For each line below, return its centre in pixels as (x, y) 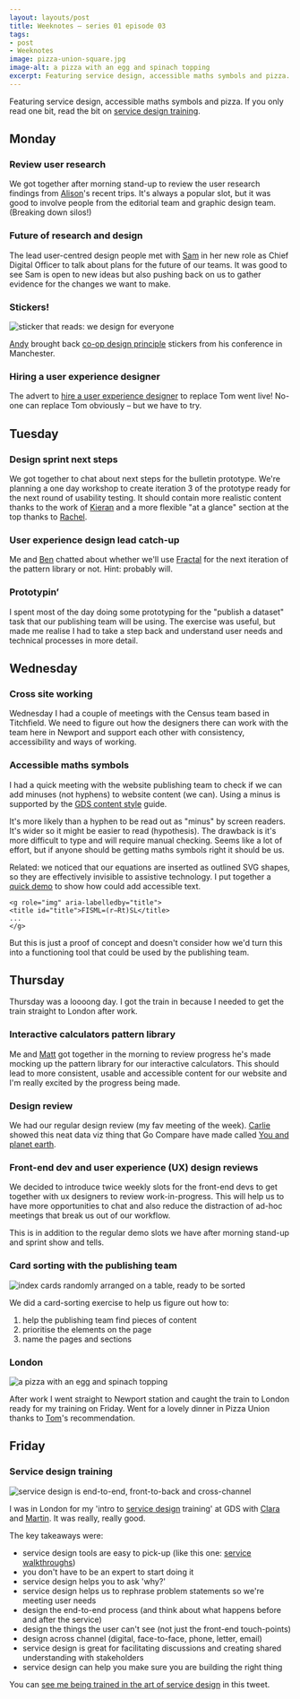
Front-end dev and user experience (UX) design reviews (134, 1167)
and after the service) (62, 1619)
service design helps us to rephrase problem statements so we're (143, 1591)
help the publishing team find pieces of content (109, 1320)
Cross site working (51, 693)
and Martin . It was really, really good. (77, 1518)
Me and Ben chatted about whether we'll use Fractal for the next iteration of (149, 560)
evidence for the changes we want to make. (90, 284)
